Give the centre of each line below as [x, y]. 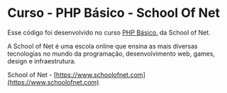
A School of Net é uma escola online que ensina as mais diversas [103, 46]
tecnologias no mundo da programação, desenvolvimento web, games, [111, 54]
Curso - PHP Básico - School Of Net [114, 13]
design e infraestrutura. [42, 61]
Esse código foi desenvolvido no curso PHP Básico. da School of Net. [109, 32]
